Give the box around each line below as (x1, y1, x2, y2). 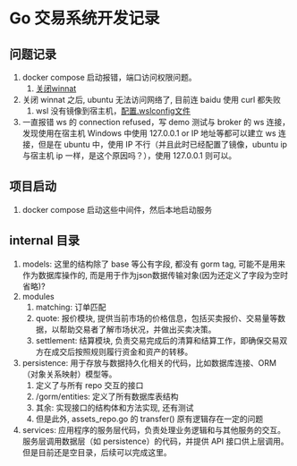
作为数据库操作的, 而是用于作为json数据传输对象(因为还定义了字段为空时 (21, 269, 289, 280)
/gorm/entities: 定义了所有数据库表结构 (35, 391, 179, 402)
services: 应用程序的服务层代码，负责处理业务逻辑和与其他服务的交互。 (21, 424, 286, 435)
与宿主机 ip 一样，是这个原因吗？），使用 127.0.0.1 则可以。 (21, 150, 237, 161)
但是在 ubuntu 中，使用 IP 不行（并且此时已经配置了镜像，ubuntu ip (38, 140, 288, 149)
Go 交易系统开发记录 (9, 8, 160, 29)
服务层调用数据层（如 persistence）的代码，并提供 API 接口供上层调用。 (21, 436, 289, 446)
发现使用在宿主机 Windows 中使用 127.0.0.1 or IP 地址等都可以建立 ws (21, 128, 276, 139)
